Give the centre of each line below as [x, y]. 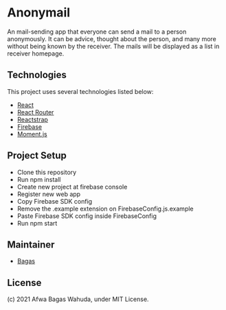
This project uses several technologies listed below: [80, 91]
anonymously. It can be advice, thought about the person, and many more [112, 38]
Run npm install [39, 179]
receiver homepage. [36, 53]
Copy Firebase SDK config [55, 201]
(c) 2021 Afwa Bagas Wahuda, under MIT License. [78, 299]
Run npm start [37, 223]
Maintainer [31, 245]
